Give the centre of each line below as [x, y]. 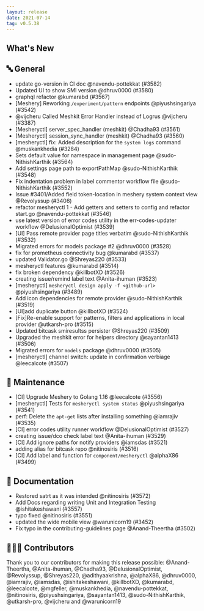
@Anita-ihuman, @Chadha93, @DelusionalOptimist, [97, 569]
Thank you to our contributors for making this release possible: [86, 563]
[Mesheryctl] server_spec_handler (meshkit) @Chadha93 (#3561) [97, 129]
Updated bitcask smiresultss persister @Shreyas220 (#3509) [92, 330]
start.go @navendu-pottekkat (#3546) [63, 213]
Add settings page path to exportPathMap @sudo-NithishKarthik [97, 168]
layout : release [27, 12]
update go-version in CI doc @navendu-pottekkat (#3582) [89, 84]
